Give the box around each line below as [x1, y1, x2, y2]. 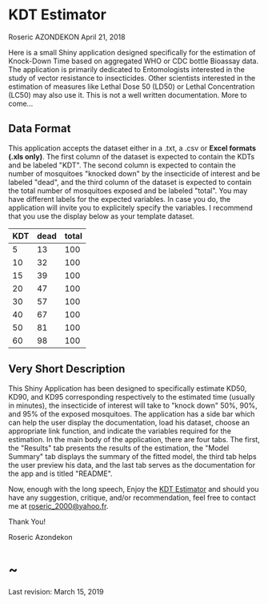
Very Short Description [8, 362, 126, 376]
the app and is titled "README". [8, 469, 114, 478]
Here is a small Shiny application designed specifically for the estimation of [8, 47, 256, 57]
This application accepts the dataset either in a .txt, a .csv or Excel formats [8, 143, 257, 153]
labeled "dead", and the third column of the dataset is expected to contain [8, 177, 252, 187]
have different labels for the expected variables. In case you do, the [8, 194, 230, 203]
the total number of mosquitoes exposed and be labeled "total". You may [8, 186, 248, 195]
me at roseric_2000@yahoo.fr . [8, 501, 109, 510]
